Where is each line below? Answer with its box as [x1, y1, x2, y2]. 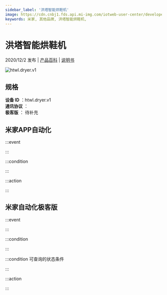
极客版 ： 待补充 [5, 109, 38, 115]
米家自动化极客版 [5, 203, 58, 212]
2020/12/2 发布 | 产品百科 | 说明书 [5, 57, 75, 63]
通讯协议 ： [5, 103, 28, 109]
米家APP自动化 [5, 125, 51, 134]
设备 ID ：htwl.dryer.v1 [5, 97, 51, 103]
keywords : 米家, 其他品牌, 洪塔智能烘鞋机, [5, 16, 87, 21]
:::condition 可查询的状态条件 [5, 256, 65, 262]
